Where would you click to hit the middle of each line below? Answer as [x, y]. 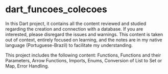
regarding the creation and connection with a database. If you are [74, 29]
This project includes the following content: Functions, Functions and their [83, 55]
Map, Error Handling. [27, 66]
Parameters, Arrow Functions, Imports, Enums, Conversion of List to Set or [84, 60]
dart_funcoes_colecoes [56, 9]
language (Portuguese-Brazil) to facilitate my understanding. [69, 45]
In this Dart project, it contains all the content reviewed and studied [76, 23]
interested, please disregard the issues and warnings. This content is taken [84, 34]
